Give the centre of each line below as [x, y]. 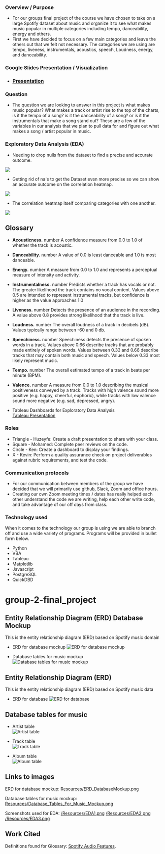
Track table [24, 741]
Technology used [26, 517]
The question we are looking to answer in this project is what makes [81, 105]
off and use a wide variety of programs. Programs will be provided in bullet [81, 534]
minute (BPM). [27, 375]
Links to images [30, 777]
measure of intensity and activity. [46, 275]
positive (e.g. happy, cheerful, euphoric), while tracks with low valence [84, 395]
